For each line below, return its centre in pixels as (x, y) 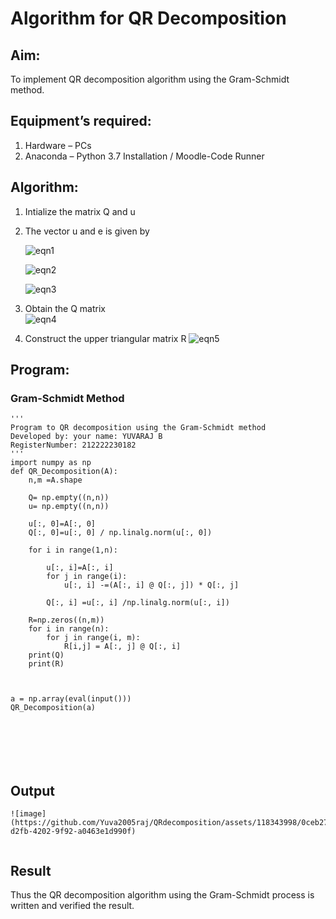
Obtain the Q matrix (65, 308)
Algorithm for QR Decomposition (148, 18)
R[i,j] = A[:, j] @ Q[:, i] (122, 647)
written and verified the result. (72, 905)
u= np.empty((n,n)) (69, 507)
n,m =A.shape (55, 480)
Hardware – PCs (58, 145)
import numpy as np (51, 463)
